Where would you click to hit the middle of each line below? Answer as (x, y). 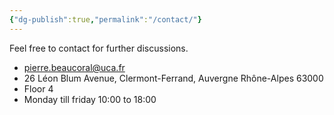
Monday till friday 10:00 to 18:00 (90, 99)
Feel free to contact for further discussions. (99, 48)
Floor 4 (38, 88)
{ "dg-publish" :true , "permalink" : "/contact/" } (105, 19)
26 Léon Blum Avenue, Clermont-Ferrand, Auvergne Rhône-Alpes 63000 (173, 78)
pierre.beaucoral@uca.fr (74, 67)
